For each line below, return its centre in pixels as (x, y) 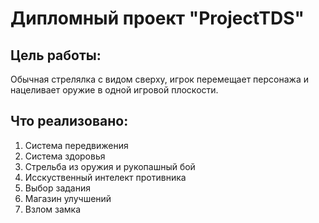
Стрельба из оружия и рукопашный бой (110, 166)
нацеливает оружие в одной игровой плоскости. (114, 90)
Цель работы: (56, 55)
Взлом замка (53, 209)
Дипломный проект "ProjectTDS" (157, 18)
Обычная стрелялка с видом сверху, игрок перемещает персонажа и (159, 79)
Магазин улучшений (68, 198)
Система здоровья (65, 156)
